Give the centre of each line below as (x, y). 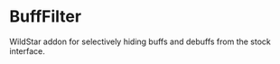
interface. (27, 50)
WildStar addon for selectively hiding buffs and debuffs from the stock (140, 41)
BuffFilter (46, 17)
